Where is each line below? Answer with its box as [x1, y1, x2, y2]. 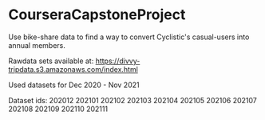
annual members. [8, 40, 65, 50]
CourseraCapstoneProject [8, 6, 186, 24]
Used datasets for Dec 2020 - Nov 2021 [8, 80, 140, 90]
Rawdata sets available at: [8, 56, 94, 66]
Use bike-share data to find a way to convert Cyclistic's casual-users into [8, 32, 250, 42]
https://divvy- [95, 56, 140, 66]
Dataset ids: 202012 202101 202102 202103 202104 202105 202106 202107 [8, 95, 258, 105]
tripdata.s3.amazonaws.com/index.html [8, 64, 138, 74]
